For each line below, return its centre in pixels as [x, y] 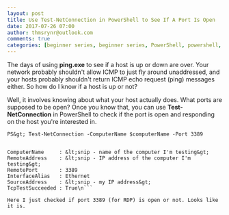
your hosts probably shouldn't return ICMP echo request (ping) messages [111, 79]
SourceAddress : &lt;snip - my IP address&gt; [79, 182]
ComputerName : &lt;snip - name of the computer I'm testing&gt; [108, 152]
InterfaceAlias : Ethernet [49, 176]
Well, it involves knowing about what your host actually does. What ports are [114, 100]
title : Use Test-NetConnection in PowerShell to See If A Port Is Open [111, 20]
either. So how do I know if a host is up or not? [72, 87]
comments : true [29, 39]
